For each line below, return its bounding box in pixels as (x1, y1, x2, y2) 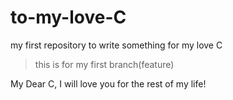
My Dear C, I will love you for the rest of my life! (10, 77, 207, 90)
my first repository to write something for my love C (10, 39, 223, 51)
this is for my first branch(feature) (34, 58, 175, 70)
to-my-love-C (10, 6, 127, 29)
